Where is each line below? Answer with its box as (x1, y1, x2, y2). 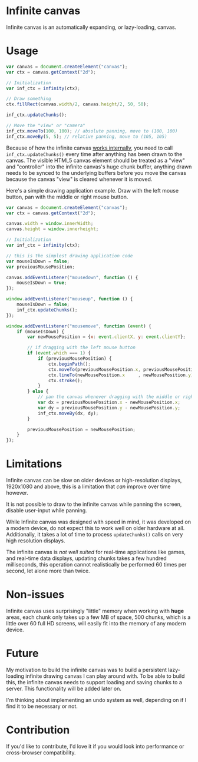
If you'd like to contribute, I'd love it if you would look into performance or (6, 743, 184, 750)
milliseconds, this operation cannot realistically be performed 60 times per (6, 561, 187, 568)
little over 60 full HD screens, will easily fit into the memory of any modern (6, 620, 187, 627)
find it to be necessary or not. (6, 703, 78, 710)
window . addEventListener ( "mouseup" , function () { (6, 296, 133, 302)
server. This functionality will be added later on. (6, 685, 122, 692)
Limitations (6, 458, 62, 471)
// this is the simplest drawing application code (6, 253, 133, 259)
